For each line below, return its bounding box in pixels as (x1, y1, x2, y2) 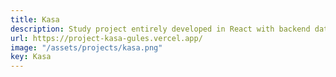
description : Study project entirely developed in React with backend (10, 24, 311, 34)
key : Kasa (10, 52, 52, 62)
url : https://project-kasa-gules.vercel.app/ (10, 33, 203, 43)
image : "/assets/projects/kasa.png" (10, 42, 163, 53)
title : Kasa (10, 14, 60, 25)
